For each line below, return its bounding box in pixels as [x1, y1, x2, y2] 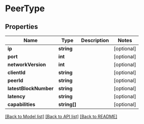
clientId [7, 69, 26, 76]
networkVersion [7, 61, 46, 68]
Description [81, 37, 109, 44]
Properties [5, 23, 38, 31]
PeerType [5, 3, 45, 14]
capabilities [7, 101, 36, 108]
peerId [7, 77, 24, 84]
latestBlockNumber [7, 85, 54, 92]
